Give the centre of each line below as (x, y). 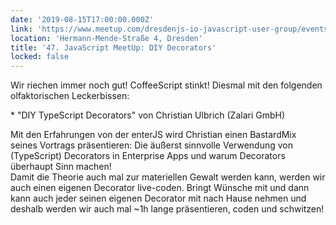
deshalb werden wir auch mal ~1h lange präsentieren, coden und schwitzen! (167, 209)
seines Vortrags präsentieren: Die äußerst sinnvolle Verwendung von (151, 145)
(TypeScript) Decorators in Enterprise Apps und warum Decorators (148, 156)
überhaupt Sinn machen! (61, 167)
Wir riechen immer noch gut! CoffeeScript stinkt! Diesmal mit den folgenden (166, 85)
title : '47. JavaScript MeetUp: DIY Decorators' (113, 47)
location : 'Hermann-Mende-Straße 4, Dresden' (106, 38)
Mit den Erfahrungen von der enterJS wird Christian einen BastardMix (153, 135)
